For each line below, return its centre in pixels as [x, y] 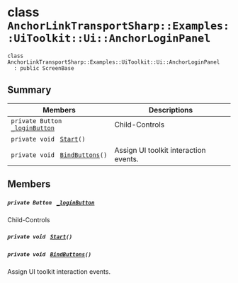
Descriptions [171, 110]
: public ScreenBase [44, 68]
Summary [29, 90]
